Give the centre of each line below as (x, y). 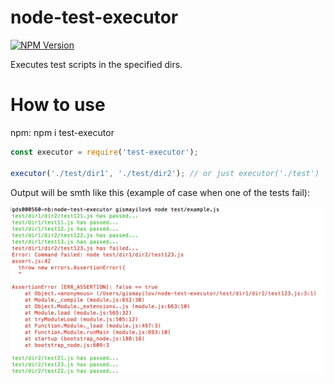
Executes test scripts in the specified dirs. (96, 64)
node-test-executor (94, 17)
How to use (58, 105)
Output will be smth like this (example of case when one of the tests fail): (160, 192)
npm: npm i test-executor (62, 132)
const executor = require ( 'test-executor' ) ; (104, 152)
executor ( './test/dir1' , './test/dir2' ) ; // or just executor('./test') (165, 173)
